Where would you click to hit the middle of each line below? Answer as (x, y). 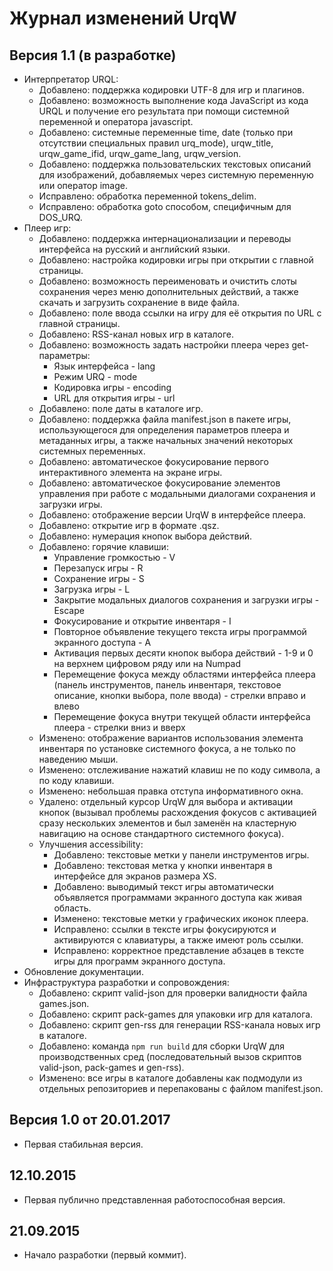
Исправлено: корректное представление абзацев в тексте (179, 950)
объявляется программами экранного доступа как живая (178, 897)
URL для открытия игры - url (114, 398)
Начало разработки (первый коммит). (105, 1255)
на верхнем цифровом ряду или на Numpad (147, 663)
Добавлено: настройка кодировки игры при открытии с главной (176, 260)
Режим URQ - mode (95, 376)
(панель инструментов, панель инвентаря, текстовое (167, 685)
